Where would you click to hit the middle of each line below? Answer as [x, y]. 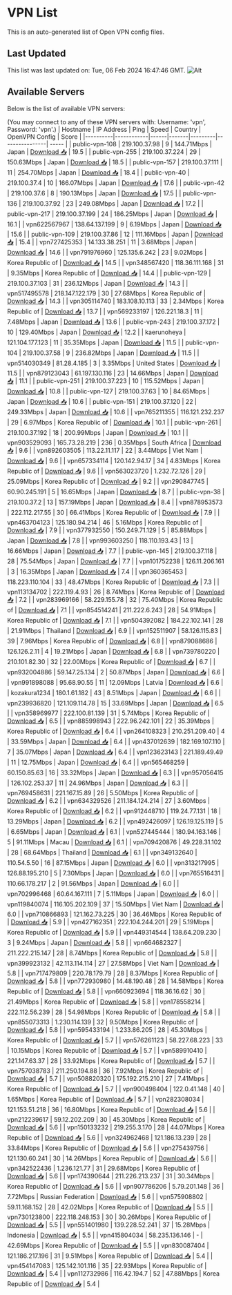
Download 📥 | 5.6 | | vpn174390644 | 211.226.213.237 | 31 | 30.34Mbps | [110, 1176]
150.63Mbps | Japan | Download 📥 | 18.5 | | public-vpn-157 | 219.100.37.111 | [115, 162]
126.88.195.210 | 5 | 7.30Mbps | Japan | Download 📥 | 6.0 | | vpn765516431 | [116, 873]
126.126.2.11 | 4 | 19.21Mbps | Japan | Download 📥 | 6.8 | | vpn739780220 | [113, 651]
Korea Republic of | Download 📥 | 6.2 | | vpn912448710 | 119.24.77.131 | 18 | [114, 811]
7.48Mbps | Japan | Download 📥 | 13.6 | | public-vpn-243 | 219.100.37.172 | [113, 322]
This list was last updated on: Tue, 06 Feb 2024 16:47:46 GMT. [96, 70]
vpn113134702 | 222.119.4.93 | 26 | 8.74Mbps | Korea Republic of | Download [116, 592]
